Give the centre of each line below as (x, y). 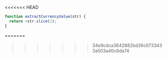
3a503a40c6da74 (111, 50)
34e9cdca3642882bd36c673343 (127, 45)
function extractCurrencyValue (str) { (45, 17)
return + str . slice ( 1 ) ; (33, 21)
